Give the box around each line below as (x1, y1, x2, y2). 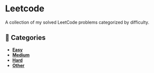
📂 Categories (5, 34, 46, 42)
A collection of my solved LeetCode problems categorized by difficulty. (5, 19, 150, 25)
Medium (12, 52, 30, 58)
